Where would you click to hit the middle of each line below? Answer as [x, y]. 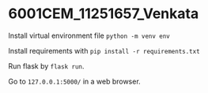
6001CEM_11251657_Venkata [104, 14]
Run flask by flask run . [46, 66]
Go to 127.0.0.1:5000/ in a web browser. [74, 81]
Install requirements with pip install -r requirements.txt [104, 50]
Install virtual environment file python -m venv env [89, 35]
